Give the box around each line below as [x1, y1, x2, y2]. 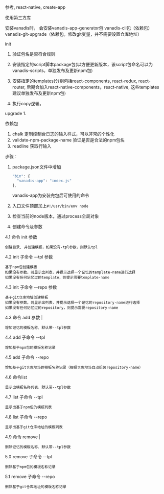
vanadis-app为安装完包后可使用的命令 [12, 192, 90, 198]
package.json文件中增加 [12, 164, 61, 170]
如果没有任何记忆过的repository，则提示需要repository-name [5, 305, 118, 310]
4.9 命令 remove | [5, 434, 41, 440]
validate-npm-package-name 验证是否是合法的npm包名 [12, 137, 125, 143]
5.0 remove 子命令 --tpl [5, 453, 52, 459]
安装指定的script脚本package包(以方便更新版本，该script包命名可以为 [12, 62, 153, 67]
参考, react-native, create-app [5, 4, 66, 10]
